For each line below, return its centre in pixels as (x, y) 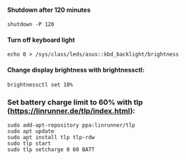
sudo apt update (31, 131)
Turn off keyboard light (41, 40)
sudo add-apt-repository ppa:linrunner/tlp (71, 125)
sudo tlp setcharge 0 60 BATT (51, 150)
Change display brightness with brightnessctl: (76, 70)
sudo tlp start (29, 143)
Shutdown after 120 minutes (49, 10)
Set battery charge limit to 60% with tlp (75, 102)
